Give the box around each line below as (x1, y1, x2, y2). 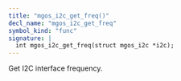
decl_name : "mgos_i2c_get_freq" (8, 19, 117, 27)
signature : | (8, 34, 52, 43)
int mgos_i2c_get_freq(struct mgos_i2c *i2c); (15, 42, 175, 50)
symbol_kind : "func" (8, 26, 78, 34)
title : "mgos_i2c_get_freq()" (8, 11, 110, 20)
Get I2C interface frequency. (8, 63, 103, 73)
